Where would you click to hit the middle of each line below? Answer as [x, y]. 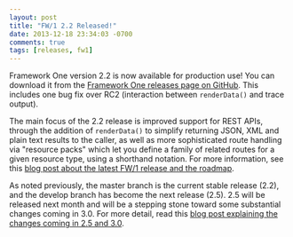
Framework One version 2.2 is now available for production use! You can [142, 75]
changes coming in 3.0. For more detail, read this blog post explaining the [143, 214]
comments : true [37, 42]
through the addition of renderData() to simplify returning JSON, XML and [144, 130]
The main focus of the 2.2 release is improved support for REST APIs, [136, 122]
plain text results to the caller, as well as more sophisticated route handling [146, 140]
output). [24, 104]
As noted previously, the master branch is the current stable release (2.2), [144, 186]
